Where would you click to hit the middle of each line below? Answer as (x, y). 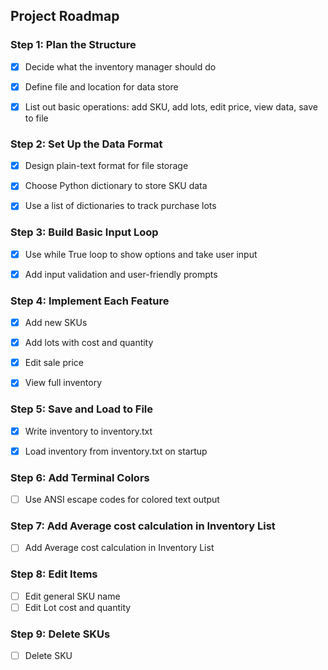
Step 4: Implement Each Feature (90, 301)
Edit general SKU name (72, 596)
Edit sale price (54, 363)
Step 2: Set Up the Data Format (86, 144)
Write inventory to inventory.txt (88, 431)
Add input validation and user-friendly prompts (121, 274)
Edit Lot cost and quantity (78, 607)
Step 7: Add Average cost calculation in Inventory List (143, 526)
